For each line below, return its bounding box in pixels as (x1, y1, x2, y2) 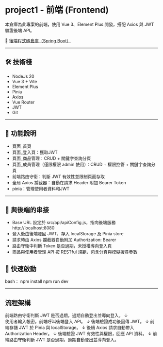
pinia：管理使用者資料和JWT (12, 186, 70, 191)
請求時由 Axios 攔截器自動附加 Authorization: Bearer (12, 237, 116, 243)
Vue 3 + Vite (12, 78, 37, 84)
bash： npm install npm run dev (5, 278, 69, 284)
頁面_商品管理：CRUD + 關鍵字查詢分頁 (12, 155, 91, 161)
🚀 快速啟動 (5, 264, 36, 273)
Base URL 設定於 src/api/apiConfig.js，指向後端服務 (12, 220, 116, 226)
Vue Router (12, 99, 35, 105)
